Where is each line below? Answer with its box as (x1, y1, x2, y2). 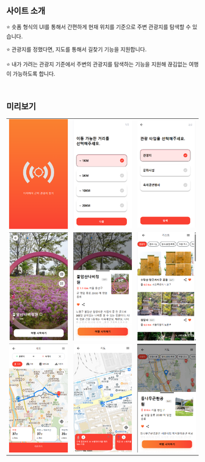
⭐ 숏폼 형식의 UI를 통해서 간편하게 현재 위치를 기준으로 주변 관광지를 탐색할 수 (6, 23, 191, 30)
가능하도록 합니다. (12, 69, 56, 77)
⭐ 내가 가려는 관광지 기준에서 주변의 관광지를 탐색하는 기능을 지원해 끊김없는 (6, 60, 188, 68)
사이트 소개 (6, 5, 46, 16)
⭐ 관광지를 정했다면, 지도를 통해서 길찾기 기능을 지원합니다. (6, 45, 147, 53)
